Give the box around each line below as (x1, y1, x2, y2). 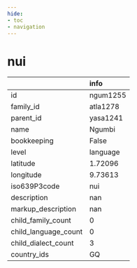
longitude (10, 170, 42, 180)
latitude (10, 159, 36, 169)
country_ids (10, 250, 49, 260)
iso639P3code (10, 181, 60, 191)
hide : (7, 10, 23, 17)
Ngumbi (89, 125, 115, 134)
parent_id (10, 113, 42, 123)
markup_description (10, 204, 77, 214)
